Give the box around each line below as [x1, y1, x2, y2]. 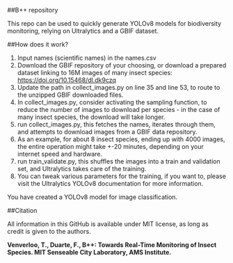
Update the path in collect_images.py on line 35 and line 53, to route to [17, 83, 220, 91]
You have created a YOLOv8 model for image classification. [7, 193, 178, 201]
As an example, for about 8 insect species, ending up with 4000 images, [17, 135, 225, 143]
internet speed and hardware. [17, 150, 103, 158]
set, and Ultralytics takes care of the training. [17, 165, 147, 173]
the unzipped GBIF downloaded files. [17, 90, 124, 99]
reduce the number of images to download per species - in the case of [17, 106, 220, 113]
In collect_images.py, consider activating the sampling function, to [17, 98, 207, 106]
